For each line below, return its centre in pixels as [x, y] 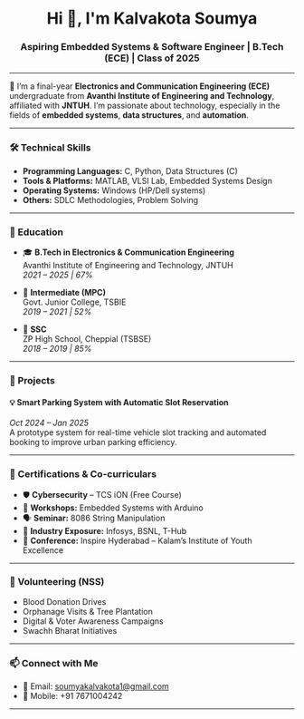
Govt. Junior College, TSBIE [74, 302]
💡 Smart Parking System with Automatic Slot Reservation [119, 402]
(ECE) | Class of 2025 [152, 58]
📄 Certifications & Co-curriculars [83, 474]
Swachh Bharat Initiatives [70, 630]
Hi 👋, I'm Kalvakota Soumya [152, 19]
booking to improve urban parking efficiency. [93, 442]
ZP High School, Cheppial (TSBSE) [87, 339]
